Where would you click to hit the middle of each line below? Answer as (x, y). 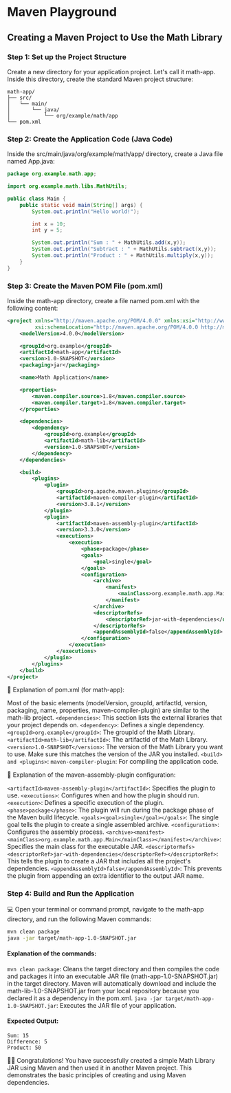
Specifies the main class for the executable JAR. (76, 847)
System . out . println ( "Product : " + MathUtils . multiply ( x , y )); (123, 256)
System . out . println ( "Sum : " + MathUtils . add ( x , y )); (109, 243)
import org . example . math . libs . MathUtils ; (67, 186)
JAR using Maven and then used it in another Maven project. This (100, 1068)
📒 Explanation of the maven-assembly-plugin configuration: (91, 775)
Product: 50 (24, 1048)
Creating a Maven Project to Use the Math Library (115, 37)
